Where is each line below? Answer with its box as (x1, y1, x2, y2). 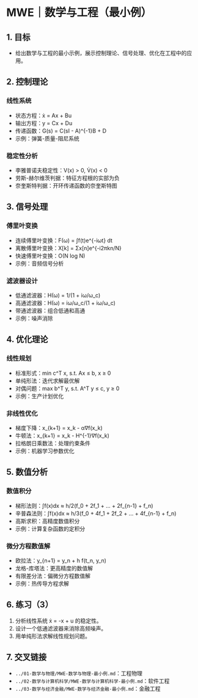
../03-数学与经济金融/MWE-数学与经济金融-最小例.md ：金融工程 (15, 685, 161, 692)
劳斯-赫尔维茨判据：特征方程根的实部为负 (15, 174, 120, 182)
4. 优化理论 (6, 334, 48, 345)
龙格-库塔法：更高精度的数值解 (15, 564, 94, 572)
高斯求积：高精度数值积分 (15, 517, 80, 524)
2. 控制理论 (6, 77, 48, 87)
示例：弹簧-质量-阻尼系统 (15, 134, 79, 142)
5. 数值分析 (6, 467, 48, 477)
